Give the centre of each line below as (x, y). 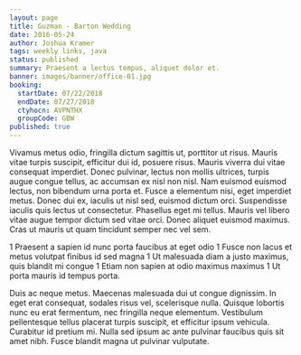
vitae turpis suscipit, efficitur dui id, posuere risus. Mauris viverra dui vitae (147, 162)
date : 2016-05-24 (42, 34)
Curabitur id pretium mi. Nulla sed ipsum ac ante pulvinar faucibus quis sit (147, 332)
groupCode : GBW (46, 118)
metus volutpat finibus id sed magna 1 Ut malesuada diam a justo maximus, (149, 257)
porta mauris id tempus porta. (65, 276)
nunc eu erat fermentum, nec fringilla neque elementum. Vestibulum (136, 312)
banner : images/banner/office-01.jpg (80, 77)
